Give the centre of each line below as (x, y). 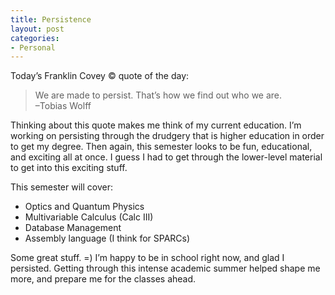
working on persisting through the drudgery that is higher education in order (167, 136)
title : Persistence (51, 19)
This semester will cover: (61, 187)
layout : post (37, 29)
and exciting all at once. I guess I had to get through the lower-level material (166, 157)
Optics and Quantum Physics (84, 207)
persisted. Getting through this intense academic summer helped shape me (165, 268)
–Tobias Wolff (63, 106)
